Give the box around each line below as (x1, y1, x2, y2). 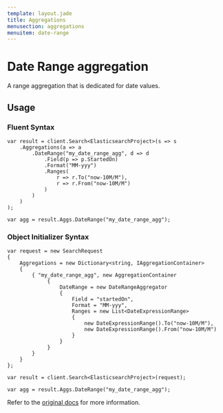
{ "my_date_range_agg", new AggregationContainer (32, 272, 177, 279)
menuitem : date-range (7, 29, 70, 36)
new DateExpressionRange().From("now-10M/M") (83, 326, 217, 333)
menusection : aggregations (7, 23, 85, 30)
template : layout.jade (7, 10, 72, 17)
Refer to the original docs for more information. (7, 399, 141, 407)
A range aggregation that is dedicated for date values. (7, 82, 160, 90)
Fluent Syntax (7, 122, 55, 131)
